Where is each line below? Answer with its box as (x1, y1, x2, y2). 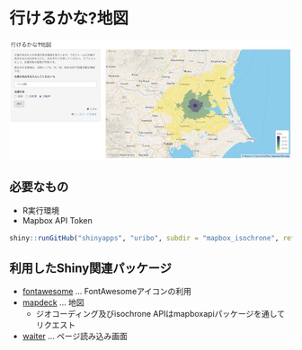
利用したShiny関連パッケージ (9, 260, 173, 276)
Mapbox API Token (22, 214, 93, 225)
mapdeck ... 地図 (22, 297, 84, 308)
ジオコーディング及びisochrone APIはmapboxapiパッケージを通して (35, 309, 286, 319)
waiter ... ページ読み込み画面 (22, 331, 129, 342)
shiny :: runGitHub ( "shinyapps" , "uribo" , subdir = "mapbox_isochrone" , (9, 233, 280, 242)
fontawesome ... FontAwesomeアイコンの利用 (22, 286, 191, 297)
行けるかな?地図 (9, 8, 129, 29)
